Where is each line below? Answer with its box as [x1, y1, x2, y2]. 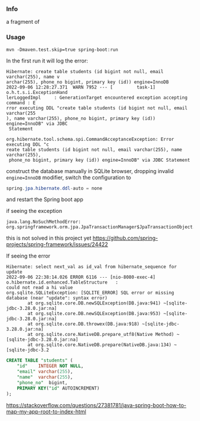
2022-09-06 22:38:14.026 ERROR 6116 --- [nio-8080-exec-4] [6, 274, 156, 281]
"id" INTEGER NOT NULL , [17, 363, 84, 369]
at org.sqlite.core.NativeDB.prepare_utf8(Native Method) [27, 332, 174, 338]
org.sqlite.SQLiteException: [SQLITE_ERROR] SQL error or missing [6, 290, 174, 296]
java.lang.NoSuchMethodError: [6, 219, 82, 225]
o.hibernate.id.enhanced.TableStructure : [6, 279, 118, 285]
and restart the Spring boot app [6, 196, 83, 203]
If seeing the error [6, 252, 51, 260]
